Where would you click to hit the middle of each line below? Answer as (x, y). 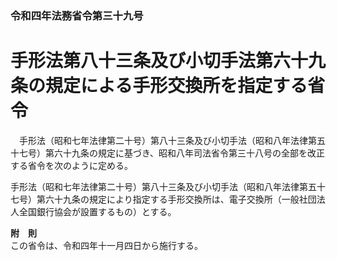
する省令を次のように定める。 (71, 165)
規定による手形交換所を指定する (176, 86)
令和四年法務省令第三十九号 (77, 15)
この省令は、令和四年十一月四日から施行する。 (106, 245)
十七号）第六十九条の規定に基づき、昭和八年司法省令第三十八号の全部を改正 (168, 153)
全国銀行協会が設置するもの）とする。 (97, 211)
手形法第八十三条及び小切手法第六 (151, 61)
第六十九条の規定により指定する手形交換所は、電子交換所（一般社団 (176, 199)
